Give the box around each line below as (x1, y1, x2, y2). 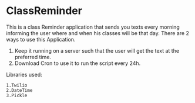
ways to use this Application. (6, 36, 76, 43)
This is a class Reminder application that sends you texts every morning (6, 23, 180, 30)
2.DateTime (6, 87, 33, 93)
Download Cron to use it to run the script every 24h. (14, 60, 141, 67)
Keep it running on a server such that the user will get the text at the (14, 47, 180, 54)
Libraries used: (6, 71, 42, 78)
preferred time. (14, 53, 52, 60)
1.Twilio (6, 82, 28, 88)
